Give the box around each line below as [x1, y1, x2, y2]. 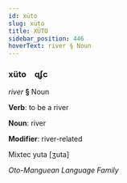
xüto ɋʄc [8, 69, 48, 80]
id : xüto [8, 11, 38, 20]
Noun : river [8, 118, 47, 128]
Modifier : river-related [8, 134, 83, 144]
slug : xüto [8, 19, 45, 28]
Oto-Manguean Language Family [8, 165, 119, 175]
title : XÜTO [8, 27, 48, 35]
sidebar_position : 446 [8, 34, 84, 43]
